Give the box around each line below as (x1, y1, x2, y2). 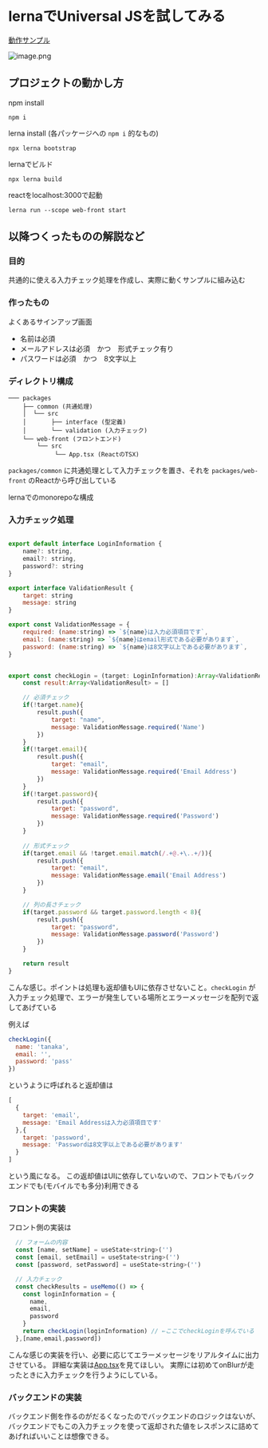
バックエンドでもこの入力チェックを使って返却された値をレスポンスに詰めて (8, 1422, 260, 1431)
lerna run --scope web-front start (8, 206, 127, 214)
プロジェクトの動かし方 (8, 77, 124, 90)
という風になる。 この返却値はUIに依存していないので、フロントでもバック (8, 1171, 255, 1181)
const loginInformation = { (22, 1290, 116, 1298)
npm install (8, 97, 45, 108)
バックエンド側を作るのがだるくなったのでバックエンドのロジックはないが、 (8, 1411, 260, 1421)
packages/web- (211, 468, 258, 475)
